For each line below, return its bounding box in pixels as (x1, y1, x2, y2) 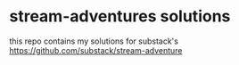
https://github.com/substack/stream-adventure (9, 45, 183, 55)
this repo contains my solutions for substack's (9, 36, 178, 46)
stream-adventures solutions (9, 6, 231, 27)
